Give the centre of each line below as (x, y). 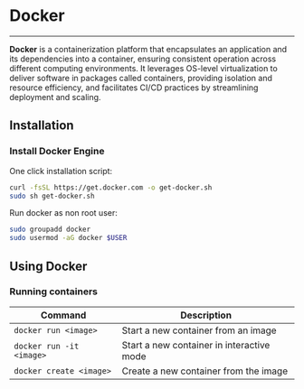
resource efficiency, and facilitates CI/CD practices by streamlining (134, 88)
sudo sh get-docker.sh (52, 196)
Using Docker (48, 266)
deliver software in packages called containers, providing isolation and (141, 78)
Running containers (53, 292)
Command (63, 315)
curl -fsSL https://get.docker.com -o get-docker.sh (111, 187)
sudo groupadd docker (50, 230)
